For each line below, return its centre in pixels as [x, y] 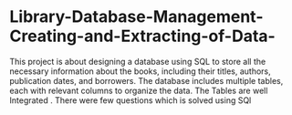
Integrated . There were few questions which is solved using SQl [130, 100]
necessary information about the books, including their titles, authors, [140, 71]
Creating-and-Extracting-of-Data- [142, 36]
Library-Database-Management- [136, 17]
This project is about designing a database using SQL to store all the [138, 61]
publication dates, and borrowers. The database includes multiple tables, [146, 80]
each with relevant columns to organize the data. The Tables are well [139, 90]
